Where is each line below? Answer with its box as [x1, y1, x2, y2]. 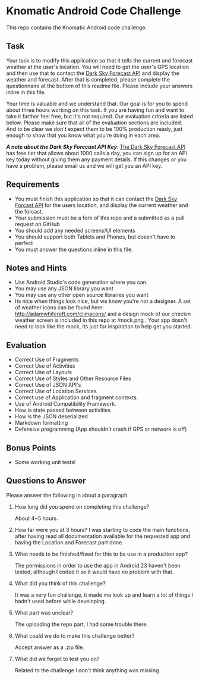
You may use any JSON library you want [14, 285, 114, 292]
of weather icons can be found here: [14, 304, 105, 311]
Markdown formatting [14, 419, 68, 427]
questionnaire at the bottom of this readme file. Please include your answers [6, 82, 193, 89]
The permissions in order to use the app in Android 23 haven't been [14, 562, 181, 569]
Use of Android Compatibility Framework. [14, 400, 116, 408]
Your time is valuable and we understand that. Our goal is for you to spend [6, 100, 188, 107]
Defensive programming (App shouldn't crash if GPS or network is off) [14, 425, 187, 433]
